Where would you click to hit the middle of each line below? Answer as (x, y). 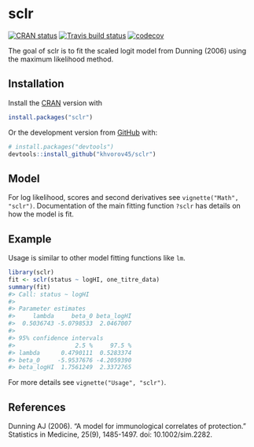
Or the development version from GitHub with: (83, 132)
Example (30, 239)
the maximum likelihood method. (61, 59)
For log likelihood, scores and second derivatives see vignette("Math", (123, 198)
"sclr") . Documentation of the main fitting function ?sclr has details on (125, 206)
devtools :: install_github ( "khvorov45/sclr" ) (82, 154)
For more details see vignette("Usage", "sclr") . (87, 382)
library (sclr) (31, 272)
